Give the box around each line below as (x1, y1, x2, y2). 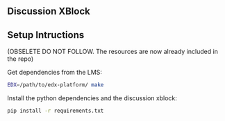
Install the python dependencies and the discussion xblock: (7, 94, 177, 102)
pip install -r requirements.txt (7, 107, 104, 115)
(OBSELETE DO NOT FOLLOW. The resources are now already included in (7, 48, 219, 56)
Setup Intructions (7, 29, 85, 41)
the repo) (7, 55, 34, 63)
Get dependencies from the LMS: (7, 68, 103, 77)
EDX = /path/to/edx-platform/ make (7, 82, 104, 89)
